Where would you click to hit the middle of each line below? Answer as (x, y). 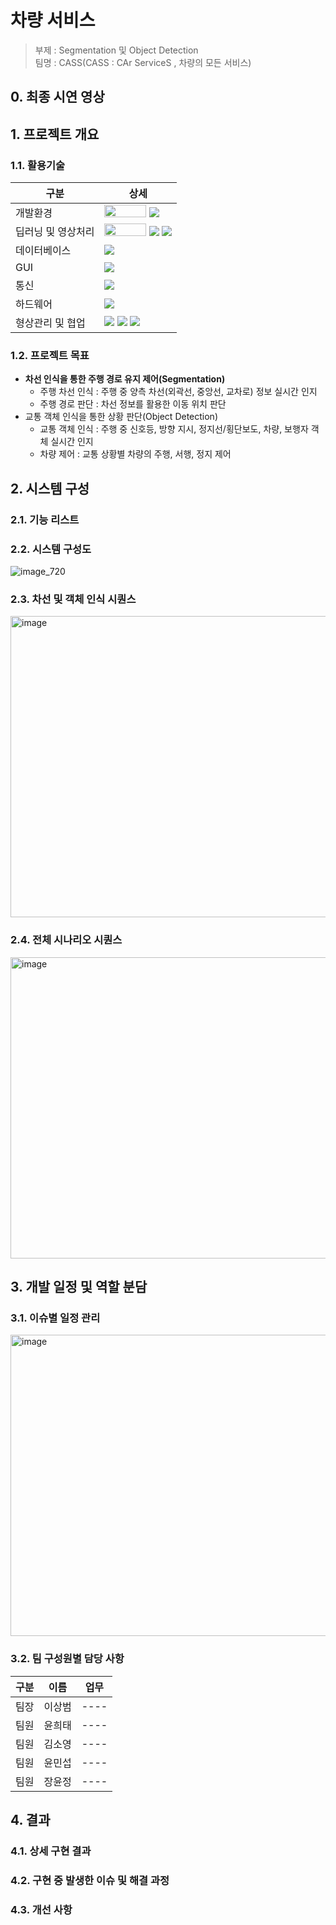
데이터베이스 (43, 251)
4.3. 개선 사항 (41, 1909)
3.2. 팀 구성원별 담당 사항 (67, 1659)
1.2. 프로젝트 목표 (50, 355)
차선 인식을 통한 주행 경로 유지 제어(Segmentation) (125, 379)
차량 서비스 (53, 20)
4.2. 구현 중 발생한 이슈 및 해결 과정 (90, 1880)
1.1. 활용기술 (38, 165)
